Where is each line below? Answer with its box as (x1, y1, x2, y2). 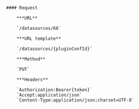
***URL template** (16, 36, 61, 42)
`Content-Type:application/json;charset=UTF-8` (16, 97, 134, 103)
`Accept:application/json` (16, 92, 82, 98)
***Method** (16, 56, 46, 62)
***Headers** (16, 77, 48, 83)
